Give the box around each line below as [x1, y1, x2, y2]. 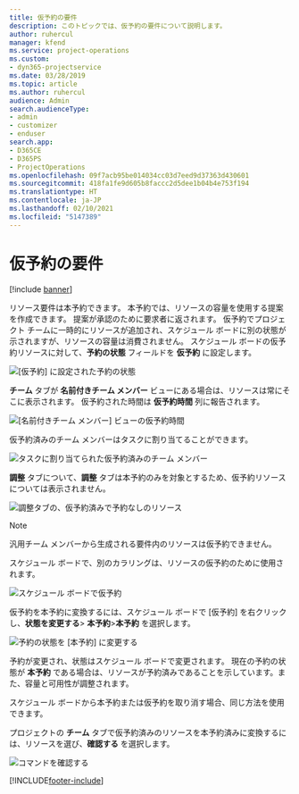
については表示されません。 [9, 483, 111, 494]
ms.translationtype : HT [9, 188, 98, 196]
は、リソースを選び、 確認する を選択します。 [9, 738, 175, 748]
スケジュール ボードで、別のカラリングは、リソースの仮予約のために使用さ [9, 557, 284, 568]
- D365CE [9, 146, 42, 155]
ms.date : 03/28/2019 [9, 71, 87, 80]
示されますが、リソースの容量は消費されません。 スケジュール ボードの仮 [9, 336, 278, 347]
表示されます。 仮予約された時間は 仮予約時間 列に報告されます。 [24, 396, 265, 406]
